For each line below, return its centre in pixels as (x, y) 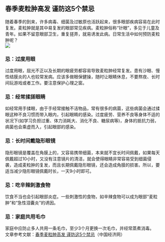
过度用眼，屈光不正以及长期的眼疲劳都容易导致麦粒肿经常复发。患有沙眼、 (80, 71)
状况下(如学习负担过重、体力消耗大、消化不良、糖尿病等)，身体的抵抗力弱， (82, 121)
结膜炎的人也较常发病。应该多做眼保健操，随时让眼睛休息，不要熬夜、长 (82, 77)
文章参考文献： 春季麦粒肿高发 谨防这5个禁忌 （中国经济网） (65, 235)
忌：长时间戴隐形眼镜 (30, 141)
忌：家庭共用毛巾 (25, 216)
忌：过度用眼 (20, 59)
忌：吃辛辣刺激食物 (28, 185)
